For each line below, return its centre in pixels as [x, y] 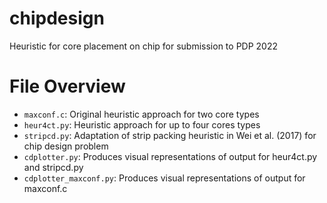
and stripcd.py [53, 167]
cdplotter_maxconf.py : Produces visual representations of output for [164, 178]
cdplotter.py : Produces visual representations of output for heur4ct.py [170, 156]
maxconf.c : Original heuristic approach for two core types [141, 114]
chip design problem [66, 146]
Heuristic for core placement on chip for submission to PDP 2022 [144, 46]
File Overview [67, 86]
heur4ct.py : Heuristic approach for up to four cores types [142, 124]
